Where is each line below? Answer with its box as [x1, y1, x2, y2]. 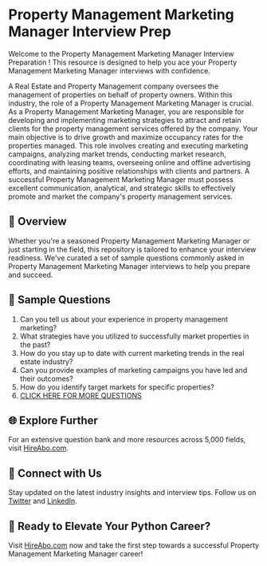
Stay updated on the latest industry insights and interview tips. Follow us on [8, 488, 257, 497]
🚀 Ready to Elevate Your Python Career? [8, 519, 211, 532]
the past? [19, 339, 51, 349]
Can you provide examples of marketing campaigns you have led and [19, 365, 248, 374]
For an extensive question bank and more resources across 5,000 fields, [8, 435, 246, 445]
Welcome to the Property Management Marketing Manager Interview [8, 49, 234, 58]
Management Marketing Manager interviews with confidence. [8, 65, 211, 75]
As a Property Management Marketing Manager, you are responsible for [8, 106, 245, 117]
